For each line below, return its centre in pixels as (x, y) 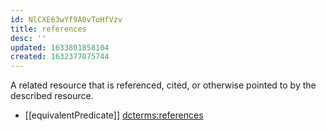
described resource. (52, 96)
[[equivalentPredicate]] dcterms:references (114, 115)
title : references (48, 29)
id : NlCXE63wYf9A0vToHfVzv (66, 19)
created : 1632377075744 (60, 57)
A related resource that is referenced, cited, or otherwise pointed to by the (163, 85)
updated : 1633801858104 (60, 47)
